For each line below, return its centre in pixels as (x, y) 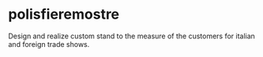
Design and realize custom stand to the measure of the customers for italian (131, 36)
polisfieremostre (64, 14)
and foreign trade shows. (49, 44)
